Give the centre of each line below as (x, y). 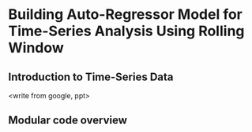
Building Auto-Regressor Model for (126, 15)
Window (36, 48)
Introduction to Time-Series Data (91, 77)
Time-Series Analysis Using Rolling (126, 31)
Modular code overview (68, 121)
